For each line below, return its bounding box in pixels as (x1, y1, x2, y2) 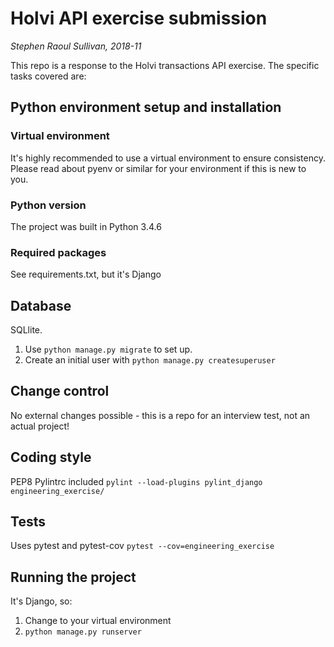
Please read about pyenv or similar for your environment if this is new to (10, 162, 307, 174)
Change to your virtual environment (24, 615, 172, 627)
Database (10, 297, 72, 314)
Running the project (10, 568, 137, 586)
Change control (10, 383, 110, 400)
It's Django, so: (10, 595, 73, 607)
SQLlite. (10, 324, 43, 336)
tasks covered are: (10, 70, 87, 82)
